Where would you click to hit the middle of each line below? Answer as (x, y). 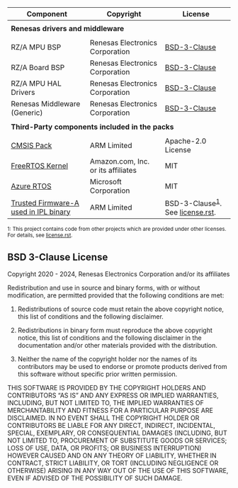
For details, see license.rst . (40, 236)
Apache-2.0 (186, 141)
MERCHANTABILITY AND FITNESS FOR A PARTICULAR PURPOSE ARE (110, 411)
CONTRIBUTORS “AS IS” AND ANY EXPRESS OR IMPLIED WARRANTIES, (113, 395)
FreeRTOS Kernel (40, 166)
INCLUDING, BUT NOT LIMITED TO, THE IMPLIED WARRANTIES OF (106, 403)
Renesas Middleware (46, 104)
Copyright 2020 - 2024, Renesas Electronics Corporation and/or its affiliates (119, 274)
